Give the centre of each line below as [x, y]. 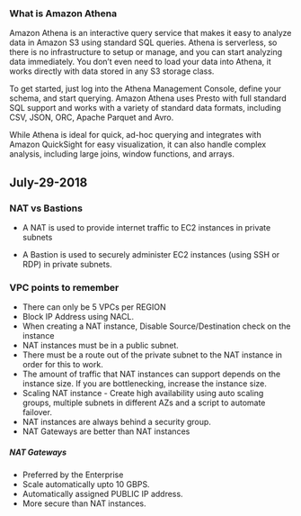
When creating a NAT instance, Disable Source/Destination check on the [156, 326]
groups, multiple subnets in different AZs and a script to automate [144, 403]
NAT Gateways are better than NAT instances [106, 431]
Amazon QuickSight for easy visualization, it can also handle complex [138, 145]
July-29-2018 [49, 182]
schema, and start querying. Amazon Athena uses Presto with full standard [148, 98]
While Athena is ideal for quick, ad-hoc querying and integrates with [136, 135]
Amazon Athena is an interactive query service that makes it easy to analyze [150, 33]
